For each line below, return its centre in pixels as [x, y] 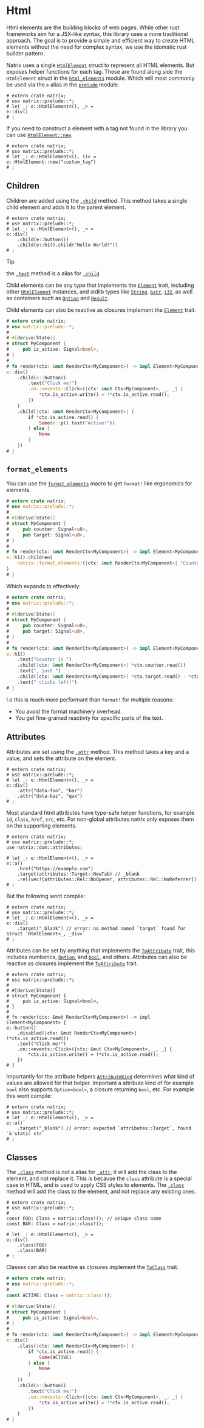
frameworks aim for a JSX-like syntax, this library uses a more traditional [97, 33]
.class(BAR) [32, 1251]
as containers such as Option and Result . [58, 298]
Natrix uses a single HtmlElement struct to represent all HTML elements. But [100, 65]
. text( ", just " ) [39, 671]
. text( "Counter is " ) [44, 659]
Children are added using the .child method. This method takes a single [97, 200]
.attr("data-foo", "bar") [50, 790]
